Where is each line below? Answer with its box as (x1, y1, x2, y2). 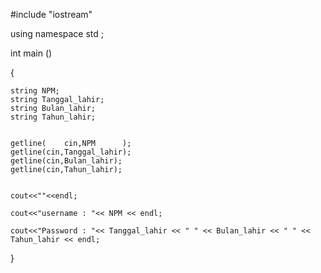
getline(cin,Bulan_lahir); (10, 156, 123, 166)
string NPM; (10, 86, 60, 96)
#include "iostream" (10, 9, 93, 20)
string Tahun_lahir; (10, 112, 97, 122)
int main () (10, 47, 53, 59)
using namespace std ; (10, 28, 105, 39)
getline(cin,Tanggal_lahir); (10, 147, 132, 157)
